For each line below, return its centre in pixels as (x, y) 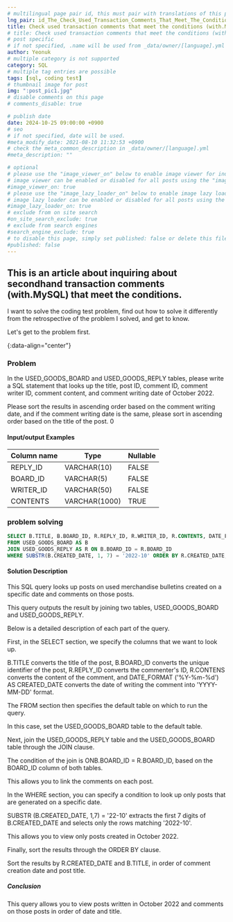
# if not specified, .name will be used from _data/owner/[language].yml (116, 46)
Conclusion (24, 886)
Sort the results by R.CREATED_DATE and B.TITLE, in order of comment (109, 863)
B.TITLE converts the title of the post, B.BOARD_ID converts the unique (108, 662)
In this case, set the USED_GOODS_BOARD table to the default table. (105, 726)
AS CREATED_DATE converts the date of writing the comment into (101, 684)
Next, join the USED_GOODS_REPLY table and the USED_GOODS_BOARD (111, 740)
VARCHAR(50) (88, 489)
